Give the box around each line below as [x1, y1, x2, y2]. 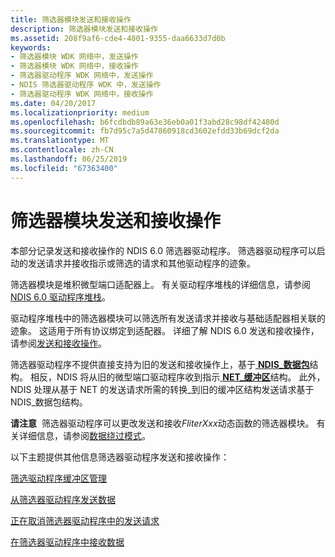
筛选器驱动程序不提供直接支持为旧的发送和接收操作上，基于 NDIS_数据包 [10, 358, 310, 370]
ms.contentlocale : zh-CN [10, 145, 114, 155]
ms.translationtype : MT [10, 136, 110, 146]
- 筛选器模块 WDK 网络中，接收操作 [10, 61, 139, 71]
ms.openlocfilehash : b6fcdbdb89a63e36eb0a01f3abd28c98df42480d [10, 117, 280, 127]
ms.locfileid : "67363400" [10, 163, 118, 173]
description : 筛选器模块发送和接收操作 [10, 24, 158, 34]
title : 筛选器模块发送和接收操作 [10, 14, 132, 25]
